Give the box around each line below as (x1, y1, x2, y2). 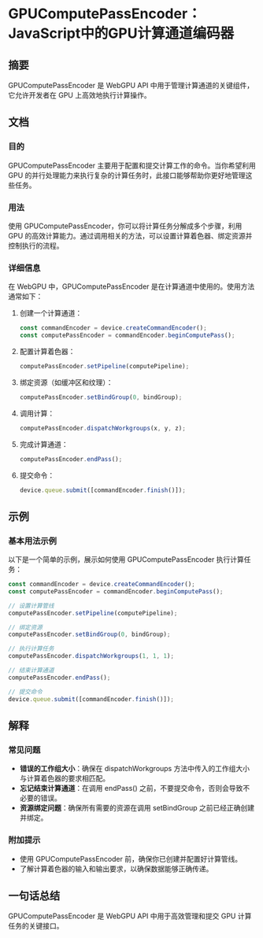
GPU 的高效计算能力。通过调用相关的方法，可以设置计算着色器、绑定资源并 (8, 231, 253, 240)
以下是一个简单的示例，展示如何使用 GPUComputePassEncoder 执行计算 (8, 555, 244, 564)
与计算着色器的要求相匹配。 (19, 774, 110, 783)
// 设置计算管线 (8, 601, 54, 610)
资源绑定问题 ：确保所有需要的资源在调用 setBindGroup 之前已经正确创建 (19, 803, 254, 813)
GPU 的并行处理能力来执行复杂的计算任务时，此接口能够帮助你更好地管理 (8, 170, 246, 179)
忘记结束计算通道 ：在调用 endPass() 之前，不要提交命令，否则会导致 (19, 784, 243, 793)
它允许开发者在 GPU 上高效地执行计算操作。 (8, 90, 151, 100)
